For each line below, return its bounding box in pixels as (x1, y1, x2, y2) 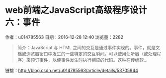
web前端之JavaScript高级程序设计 (5, 4, 148, 16)
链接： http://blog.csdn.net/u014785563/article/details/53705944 (5, 67, 138, 73)
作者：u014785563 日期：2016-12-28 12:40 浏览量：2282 (5, 34, 123, 40)
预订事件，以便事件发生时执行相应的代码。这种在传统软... (30, 57, 148, 63)
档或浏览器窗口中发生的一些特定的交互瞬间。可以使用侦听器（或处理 (17, 50, 157, 57)
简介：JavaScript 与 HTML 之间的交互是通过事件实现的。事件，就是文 (17, 44, 160, 50)
